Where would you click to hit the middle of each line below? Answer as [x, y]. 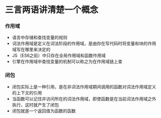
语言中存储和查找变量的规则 [40, 38]
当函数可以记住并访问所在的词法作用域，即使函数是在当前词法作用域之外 [84, 99]
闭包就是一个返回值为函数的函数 [44, 111]
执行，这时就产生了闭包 [35, 105]
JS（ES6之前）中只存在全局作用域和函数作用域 [59, 55]
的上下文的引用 [27, 92]
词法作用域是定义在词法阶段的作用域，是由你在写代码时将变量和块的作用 [84, 43]
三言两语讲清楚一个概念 [52, 10]
